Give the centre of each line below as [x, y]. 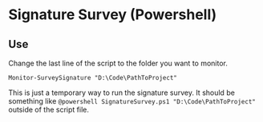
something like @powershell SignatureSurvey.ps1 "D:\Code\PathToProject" [132, 101]
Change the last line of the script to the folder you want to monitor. [118, 63]
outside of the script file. [49, 110]
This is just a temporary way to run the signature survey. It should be [121, 92]
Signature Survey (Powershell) [113, 15]
